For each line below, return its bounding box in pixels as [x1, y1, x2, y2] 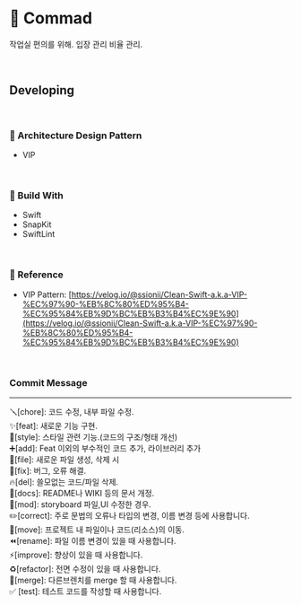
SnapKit [21, 219, 52, 230]
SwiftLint [21, 229, 56, 240]
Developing [9, 83, 74, 98]
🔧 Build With [9, 189, 64, 201]
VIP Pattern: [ [21, 289, 72, 300]
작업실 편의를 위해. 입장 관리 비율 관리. [9, 39, 143, 49]
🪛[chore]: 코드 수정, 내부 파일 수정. [9, 406, 134, 416]
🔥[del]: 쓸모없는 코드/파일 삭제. [9, 476, 119, 487]
